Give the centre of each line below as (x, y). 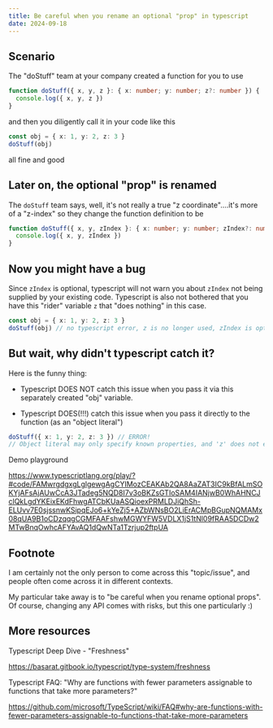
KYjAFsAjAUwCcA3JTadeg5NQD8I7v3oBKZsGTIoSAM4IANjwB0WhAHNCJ (135, 493)
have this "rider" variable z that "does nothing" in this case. (108, 305)
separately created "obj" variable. (76, 397)
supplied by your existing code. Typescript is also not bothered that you (129, 297)
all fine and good (37, 159)
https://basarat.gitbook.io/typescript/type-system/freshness (110, 666)
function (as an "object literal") (71, 422)
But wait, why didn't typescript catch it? (112, 353)
